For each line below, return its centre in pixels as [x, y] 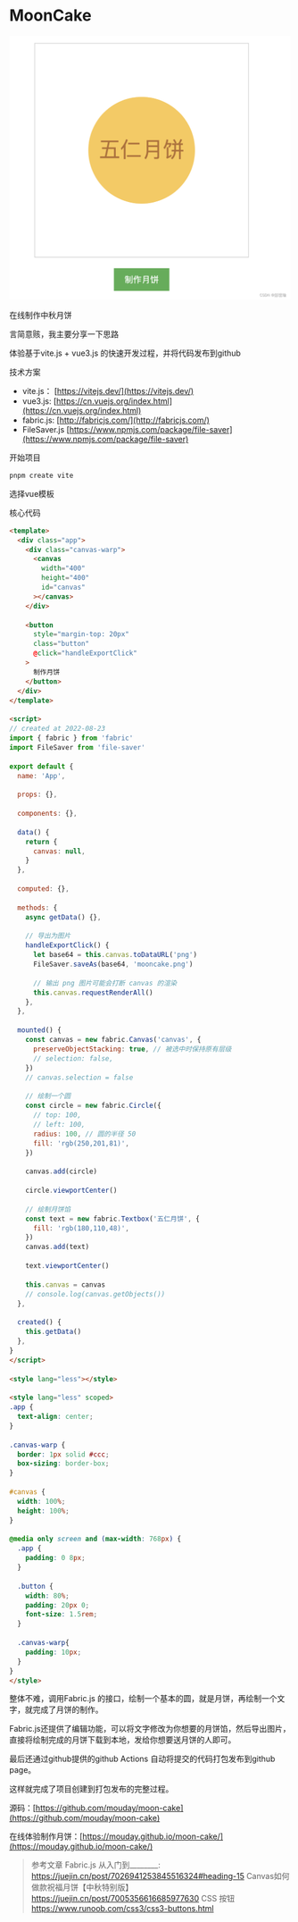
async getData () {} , [63, 917]
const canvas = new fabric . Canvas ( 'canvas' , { [113, 1040]
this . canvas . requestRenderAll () [93, 993]
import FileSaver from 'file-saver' [77, 747]
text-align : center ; [55, 1417]
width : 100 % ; [41, 1501]
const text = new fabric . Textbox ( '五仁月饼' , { [113, 1219]
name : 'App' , [41, 776]
